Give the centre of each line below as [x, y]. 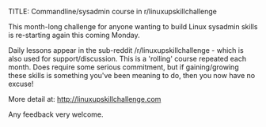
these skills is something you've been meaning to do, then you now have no [132, 75]
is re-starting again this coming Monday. [74, 35]
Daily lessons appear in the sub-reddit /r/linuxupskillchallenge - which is [126, 50]
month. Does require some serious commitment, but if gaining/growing [123, 67]
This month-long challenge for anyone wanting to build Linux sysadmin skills [133, 26]
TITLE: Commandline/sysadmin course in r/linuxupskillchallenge [113, 11]
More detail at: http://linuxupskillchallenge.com [85, 99]
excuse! [21, 84]
